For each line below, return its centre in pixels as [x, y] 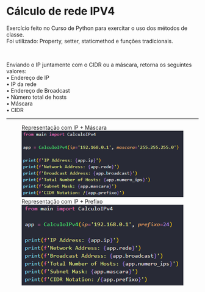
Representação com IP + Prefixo [62, 202]
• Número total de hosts [37, 97]
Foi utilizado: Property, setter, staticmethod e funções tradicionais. [90, 41]
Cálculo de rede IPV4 [61, 11]
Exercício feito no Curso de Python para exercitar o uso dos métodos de [97, 28]
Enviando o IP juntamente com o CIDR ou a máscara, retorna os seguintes [99, 65]
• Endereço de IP [28, 77]
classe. [15, 34]
